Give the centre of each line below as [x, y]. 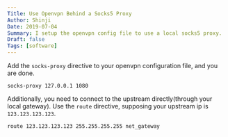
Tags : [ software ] [32, 46]
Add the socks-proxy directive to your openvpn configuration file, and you [113, 66]
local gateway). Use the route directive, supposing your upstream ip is [108, 106]
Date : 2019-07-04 [32, 26]
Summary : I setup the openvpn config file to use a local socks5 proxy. [115, 33]
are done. [21, 73]
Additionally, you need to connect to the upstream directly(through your [110, 99]
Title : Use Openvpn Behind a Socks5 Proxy [70, 14]
